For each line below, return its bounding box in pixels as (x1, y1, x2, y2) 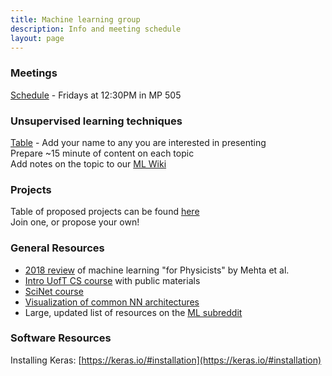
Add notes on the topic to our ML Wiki (10, 157, 167, 170)
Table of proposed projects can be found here (10, 206, 200, 218)
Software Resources (10, 331, 112, 345)
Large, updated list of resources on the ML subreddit (24, 306, 243, 318)
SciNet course (24, 285, 84, 297)
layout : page (10, 33, 65, 43)
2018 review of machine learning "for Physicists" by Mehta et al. (24, 264, 290, 276)
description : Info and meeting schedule (10, 24, 182, 34)
